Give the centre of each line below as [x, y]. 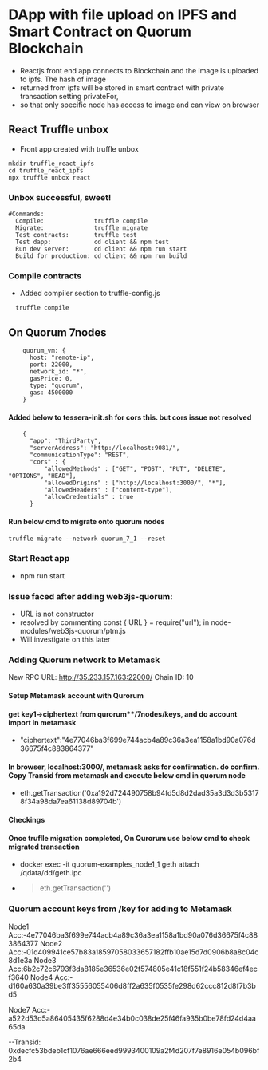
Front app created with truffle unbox [79, 148]
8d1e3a [20, 960]
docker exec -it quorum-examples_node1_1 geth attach [109, 864]
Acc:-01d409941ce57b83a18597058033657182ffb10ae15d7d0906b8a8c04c [134, 952]
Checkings [27, 820]
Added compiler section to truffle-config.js [90, 294]
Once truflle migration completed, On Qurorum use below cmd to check [129, 838]
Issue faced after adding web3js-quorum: [91, 596]
